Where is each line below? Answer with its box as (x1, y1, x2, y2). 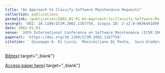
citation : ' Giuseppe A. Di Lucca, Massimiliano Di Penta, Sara (5, 39, 144, 44)
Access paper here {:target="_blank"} (5, 62, 81, 68)
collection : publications (5, 12, 58, 17)
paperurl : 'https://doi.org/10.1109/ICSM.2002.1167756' (5, 35, 122, 40)
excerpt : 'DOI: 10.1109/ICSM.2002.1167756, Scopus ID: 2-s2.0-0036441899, (5, 21, 162, 26)
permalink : (5, 16, 27, 21)
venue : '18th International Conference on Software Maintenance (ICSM (5, 30, 153, 35)
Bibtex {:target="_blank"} (5, 53, 55, 59)
